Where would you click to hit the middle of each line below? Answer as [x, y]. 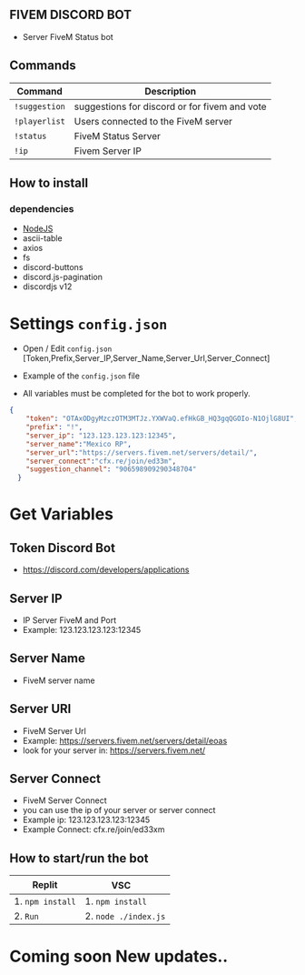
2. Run [26, 916]
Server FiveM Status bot [68, 36]
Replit [45, 885]
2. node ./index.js [125, 916]
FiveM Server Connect [64, 800]
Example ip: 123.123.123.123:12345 [86, 820]
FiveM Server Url [54, 730]
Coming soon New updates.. [119, 956]
